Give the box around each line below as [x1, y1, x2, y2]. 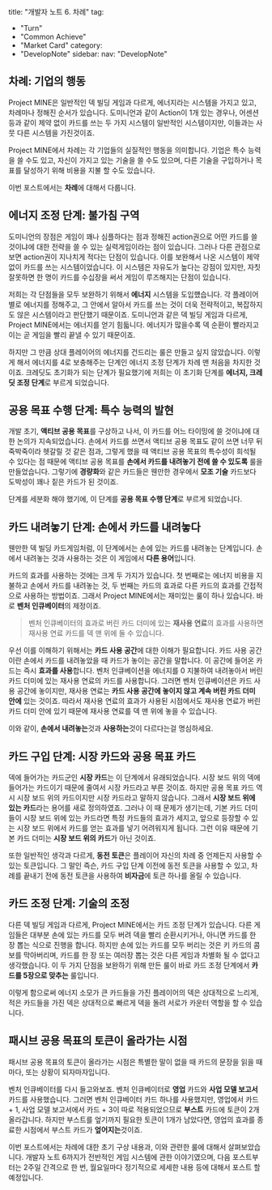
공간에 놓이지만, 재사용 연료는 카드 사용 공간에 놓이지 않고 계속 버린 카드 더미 [16, 686, 257, 696]
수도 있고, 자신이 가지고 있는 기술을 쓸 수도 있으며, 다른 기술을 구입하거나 [25, 155, 254, 164]
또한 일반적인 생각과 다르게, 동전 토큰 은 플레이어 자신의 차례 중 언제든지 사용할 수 [8, 851, 263, 860]
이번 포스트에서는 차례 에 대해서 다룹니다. [8, 182, 136, 192]
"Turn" [19, 23, 43, 32]
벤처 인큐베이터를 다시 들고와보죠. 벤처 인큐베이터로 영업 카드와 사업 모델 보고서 [8, 1084, 258, 1094]
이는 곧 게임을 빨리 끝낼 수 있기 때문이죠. [8, 330, 136, 339]
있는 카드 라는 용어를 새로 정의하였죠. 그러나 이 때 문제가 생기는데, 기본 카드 [8, 803, 243, 813]
